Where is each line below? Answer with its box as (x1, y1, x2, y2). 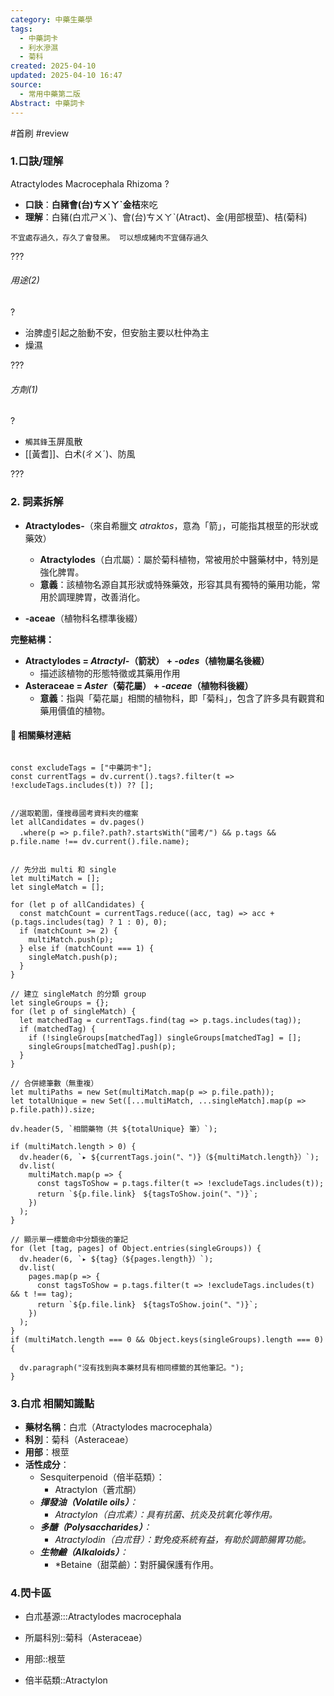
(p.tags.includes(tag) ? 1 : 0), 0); (10, 917, 168, 927)
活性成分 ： (24, 1459, 70, 1470)
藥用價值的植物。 (39, 704, 111, 716)
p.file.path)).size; (10, 1104, 97, 1115)
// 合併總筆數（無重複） (10, 1078, 99, 1088)
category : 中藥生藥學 (10, 14, 93, 25)
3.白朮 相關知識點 (10, 1396, 95, 1410)
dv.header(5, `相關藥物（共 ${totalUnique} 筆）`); (10, 1124, 218, 1134)
